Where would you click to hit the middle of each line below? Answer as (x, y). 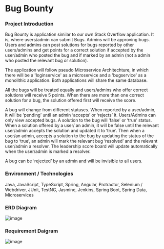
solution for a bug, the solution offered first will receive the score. (71, 100)
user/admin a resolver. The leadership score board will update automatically (81, 146)
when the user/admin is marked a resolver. (48, 151)
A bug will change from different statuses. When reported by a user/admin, (80, 110)
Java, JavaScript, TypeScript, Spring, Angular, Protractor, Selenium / (74, 184)
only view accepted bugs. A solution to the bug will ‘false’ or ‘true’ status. (79, 120)
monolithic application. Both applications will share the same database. (76, 80)
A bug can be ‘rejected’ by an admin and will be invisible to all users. (74, 161)
